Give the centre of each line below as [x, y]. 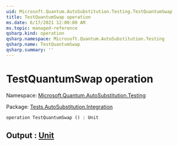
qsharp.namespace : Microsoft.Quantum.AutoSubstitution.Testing [85, 39]
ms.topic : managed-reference [42, 28]
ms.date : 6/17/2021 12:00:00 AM [46, 22]
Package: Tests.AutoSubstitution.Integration [60, 107]
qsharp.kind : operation [35, 34]
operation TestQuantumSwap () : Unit [52, 117]
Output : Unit [30, 136]
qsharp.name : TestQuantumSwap [43, 45]
